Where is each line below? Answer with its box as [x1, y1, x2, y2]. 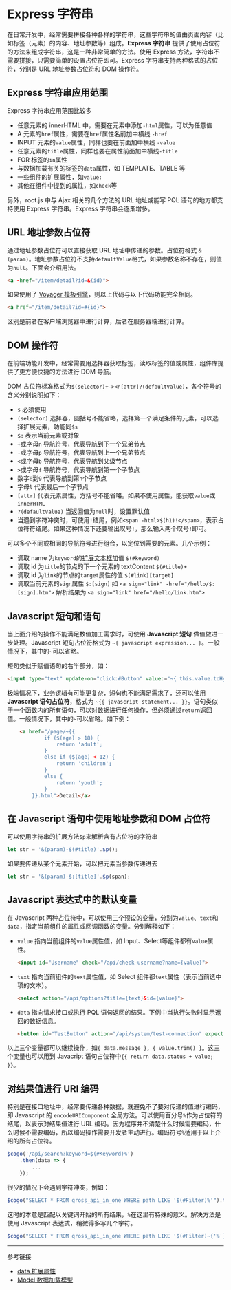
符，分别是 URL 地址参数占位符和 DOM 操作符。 [7, 65, 143, 73]
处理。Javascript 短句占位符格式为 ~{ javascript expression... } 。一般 [12, 638, 220, 647]
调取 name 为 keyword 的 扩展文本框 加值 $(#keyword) [16, 554, 160, 562]
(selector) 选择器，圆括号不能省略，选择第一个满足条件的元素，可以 [16, 414, 213, 422]
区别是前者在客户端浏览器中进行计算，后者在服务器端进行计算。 [7, 317, 188, 325]
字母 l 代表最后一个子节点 [16, 483, 89, 491]
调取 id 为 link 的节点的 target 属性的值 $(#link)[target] [16, 571, 174, 579]
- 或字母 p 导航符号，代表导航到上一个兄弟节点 [16, 449, 146, 457]
